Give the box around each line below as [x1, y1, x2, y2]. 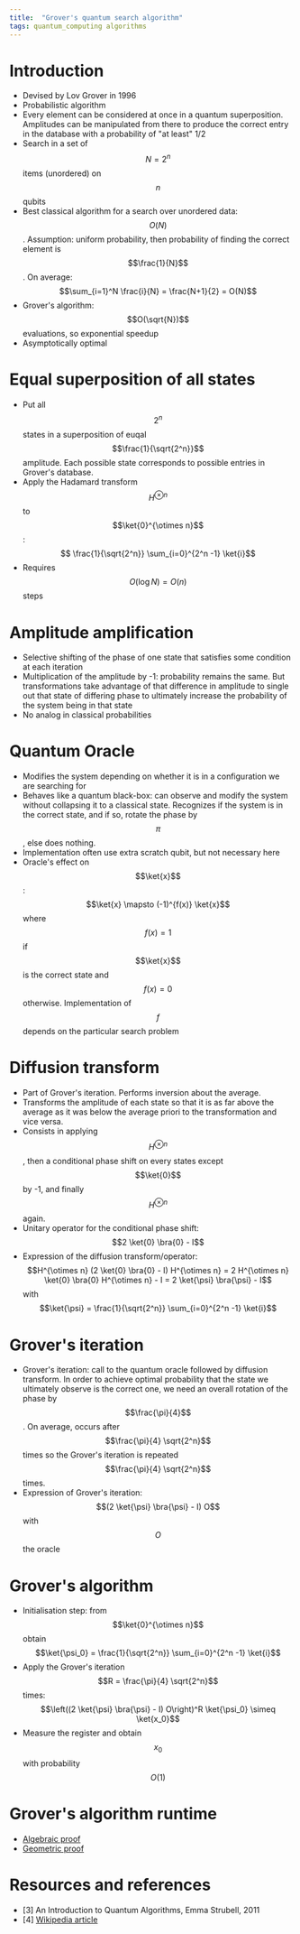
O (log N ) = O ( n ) [129, 577, 187, 588]
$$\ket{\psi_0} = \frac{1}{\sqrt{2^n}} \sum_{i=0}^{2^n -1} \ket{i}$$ [35, 1648, 281, 1659]
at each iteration [22, 662, 84, 672]
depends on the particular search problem [22, 1026, 179, 1037]
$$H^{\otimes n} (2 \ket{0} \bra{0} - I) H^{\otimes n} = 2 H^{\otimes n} [26, 1265, 290, 1276]
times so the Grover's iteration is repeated [22, 1449, 178, 1460]
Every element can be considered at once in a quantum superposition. [22, 109, 284, 120]
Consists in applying [22, 1125, 98, 1137]
